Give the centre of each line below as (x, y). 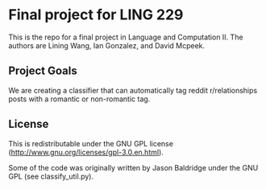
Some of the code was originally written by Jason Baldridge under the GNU (133, 167)
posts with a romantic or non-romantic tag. (79, 99)
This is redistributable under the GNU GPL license (91, 143)
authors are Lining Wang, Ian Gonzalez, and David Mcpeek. (107, 45)
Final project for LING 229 (96, 15)
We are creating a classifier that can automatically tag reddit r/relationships (133, 90)
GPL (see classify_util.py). (51, 176)
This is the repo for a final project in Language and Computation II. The (126, 37)
